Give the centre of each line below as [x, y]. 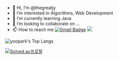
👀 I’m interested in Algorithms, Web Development [63, 13]
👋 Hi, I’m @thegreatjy [34, 8]
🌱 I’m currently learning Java [42, 18]
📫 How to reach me [33, 29]
